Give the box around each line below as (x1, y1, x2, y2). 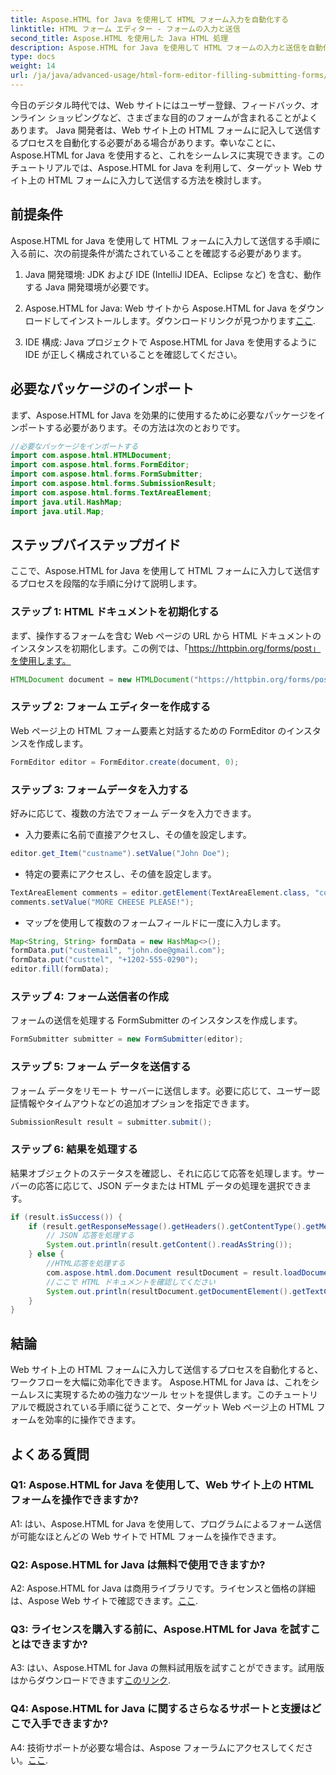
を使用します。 (10, 654, 72, 666)
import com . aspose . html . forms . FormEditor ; (10, 460, 190, 470)
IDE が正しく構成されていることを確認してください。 (24, 348, 243, 360)
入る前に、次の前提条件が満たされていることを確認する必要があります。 (10, 247, 307, 259)
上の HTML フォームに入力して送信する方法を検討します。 (27, 174, 267, 186)
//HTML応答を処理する (46, 1259, 126, 1269)
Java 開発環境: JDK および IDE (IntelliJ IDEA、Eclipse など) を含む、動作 (24, 268, 322, 280)
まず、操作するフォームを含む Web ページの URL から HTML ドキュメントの (10, 629, 322, 641)
